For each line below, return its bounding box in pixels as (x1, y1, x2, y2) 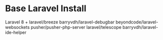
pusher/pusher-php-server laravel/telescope (31, 24, 122, 30)
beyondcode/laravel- (115, 19, 159, 25)
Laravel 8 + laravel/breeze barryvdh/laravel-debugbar (5, 19, 115, 25)
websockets (5, 24, 30, 30)
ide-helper (5, 29, 27, 35)
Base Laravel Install (5, 3, 86, 14)
